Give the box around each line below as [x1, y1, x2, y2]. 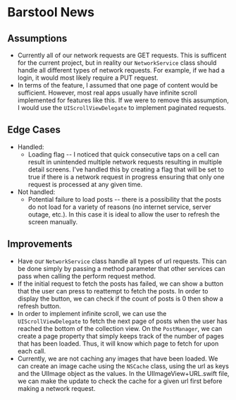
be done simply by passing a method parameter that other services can [17, 264, 225, 272]
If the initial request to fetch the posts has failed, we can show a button [17, 279, 224, 288]
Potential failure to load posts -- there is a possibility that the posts [27, 195, 222, 203]
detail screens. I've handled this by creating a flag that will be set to [27, 165, 224, 174]
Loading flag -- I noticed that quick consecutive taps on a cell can [27, 150, 220, 159]
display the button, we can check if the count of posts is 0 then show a [17, 294, 223, 303]
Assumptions [7, 32, 68, 44]
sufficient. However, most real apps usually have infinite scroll [17, 89, 197, 97]
